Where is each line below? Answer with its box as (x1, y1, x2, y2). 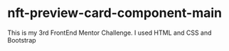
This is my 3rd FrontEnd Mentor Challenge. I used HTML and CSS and (7, 28, 212, 37)
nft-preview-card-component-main (7, 5, 223, 21)
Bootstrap (7, 35, 37, 44)
